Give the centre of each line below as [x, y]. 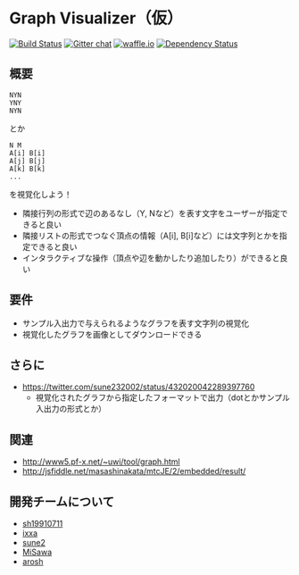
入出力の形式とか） [71, 409]
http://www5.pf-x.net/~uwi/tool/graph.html [101, 462]
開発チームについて [62, 501]
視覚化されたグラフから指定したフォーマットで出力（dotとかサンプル [162, 397]
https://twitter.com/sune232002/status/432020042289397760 [138, 387]
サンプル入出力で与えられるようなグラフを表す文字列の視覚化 [136, 323]
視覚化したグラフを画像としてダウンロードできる [112, 334]
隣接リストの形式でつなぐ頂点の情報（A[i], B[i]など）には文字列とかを [150, 235]
